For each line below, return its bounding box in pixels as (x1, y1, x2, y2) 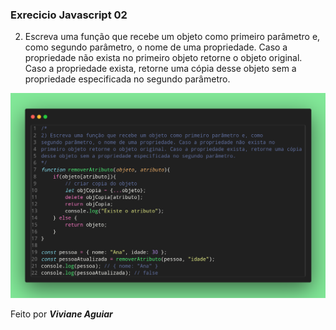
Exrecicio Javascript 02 (10, 8, 128, 22)
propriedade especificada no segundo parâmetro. (24, 73, 231, 85)
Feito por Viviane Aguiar (10, 308, 113, 320)
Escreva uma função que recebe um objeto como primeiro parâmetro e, (24, 31, 321, 43)
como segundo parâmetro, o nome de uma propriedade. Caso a (24, 41, 288, 53)
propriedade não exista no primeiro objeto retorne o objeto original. (24, 52, 303, 64)
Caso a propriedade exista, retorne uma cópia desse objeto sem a (24, 63, 297, 75)
